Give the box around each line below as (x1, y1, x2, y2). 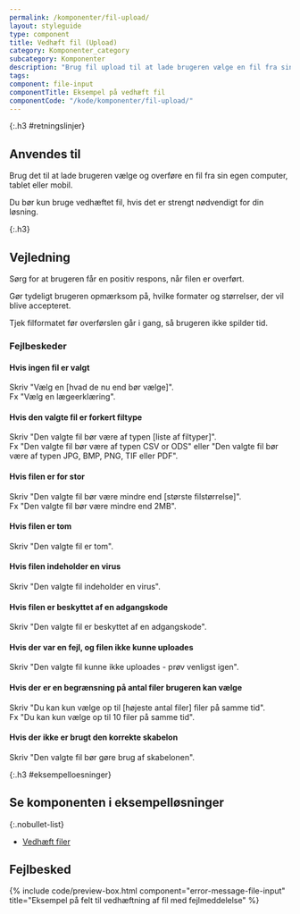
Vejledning (9, 249, 71, 264)
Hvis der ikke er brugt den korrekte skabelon (9, 732, 179, 742)
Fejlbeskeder (9, 340, 67, 352)
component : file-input (9, 80, 94, 88)
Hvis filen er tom (9, 521, 72, 532)
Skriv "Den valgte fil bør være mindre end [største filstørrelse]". (9, 491, 242, 501)
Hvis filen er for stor (9, 471, 85, 482)
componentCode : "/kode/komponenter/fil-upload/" (9, 96, 194, 105)
